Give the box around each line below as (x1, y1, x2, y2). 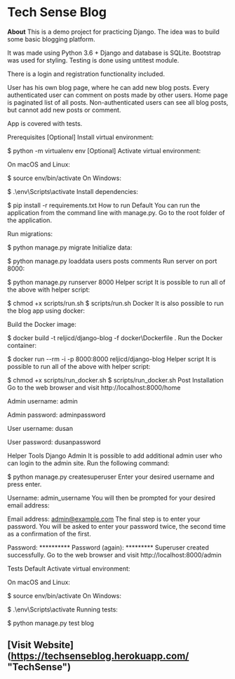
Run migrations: (7, 229, 53, 238)
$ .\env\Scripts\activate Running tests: (7, 605, 118, 614)
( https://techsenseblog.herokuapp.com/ (7, 650, 189, 662)
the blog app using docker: (7, 306, 86, 315)
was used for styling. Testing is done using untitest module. (7, 56, 180, 64)
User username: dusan (7, 424, 74, 432)
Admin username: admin (7, 396, 79, 405)
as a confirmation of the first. (7, 529, 91, 538)
